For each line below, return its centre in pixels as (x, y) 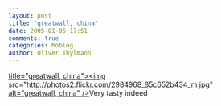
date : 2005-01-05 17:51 (48, 31)
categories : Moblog (41, 46)
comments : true (34, 38)
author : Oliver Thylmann (50, 53)
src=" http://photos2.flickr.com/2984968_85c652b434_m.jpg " (110, 84)
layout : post (30, 16)
